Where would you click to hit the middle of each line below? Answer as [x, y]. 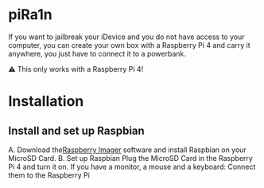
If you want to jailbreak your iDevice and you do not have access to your [126, 37]
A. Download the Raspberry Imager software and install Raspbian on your [127, 150]
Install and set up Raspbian [76, 130]
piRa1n [31, 15]
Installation [46, 102]
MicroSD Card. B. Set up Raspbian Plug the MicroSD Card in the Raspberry [130, 158]
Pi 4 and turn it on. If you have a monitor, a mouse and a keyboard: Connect [132, 166]
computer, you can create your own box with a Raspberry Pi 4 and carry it [129, 45]
